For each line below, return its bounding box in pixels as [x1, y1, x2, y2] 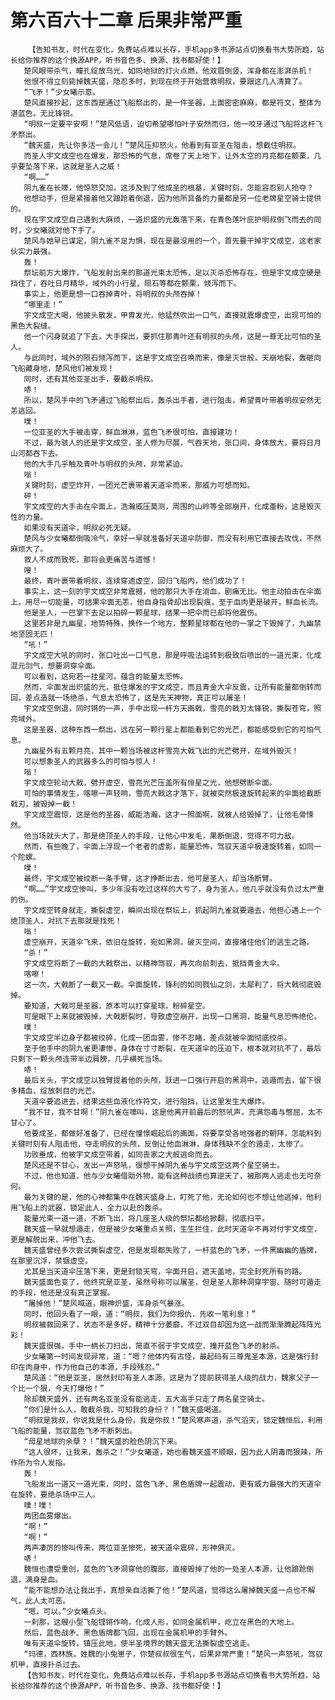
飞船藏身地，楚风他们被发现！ [10, 363, 115, 373]
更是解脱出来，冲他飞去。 [10, 1234, 100, 1245]
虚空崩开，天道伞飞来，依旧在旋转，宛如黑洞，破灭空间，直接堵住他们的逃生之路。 [23, 937, 315, 947]
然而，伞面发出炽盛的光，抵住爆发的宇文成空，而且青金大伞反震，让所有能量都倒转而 [23, 682, 322, 692]
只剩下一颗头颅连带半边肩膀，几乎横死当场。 [10, 1054, 167, 1064]
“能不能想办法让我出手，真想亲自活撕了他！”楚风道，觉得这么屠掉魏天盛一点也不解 [23, 1585, 316, 1595]
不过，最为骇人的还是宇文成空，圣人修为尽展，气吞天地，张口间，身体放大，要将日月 [23, 437, 322, 448]
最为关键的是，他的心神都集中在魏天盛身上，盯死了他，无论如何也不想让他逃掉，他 [23, 1192, 315, 1202]
